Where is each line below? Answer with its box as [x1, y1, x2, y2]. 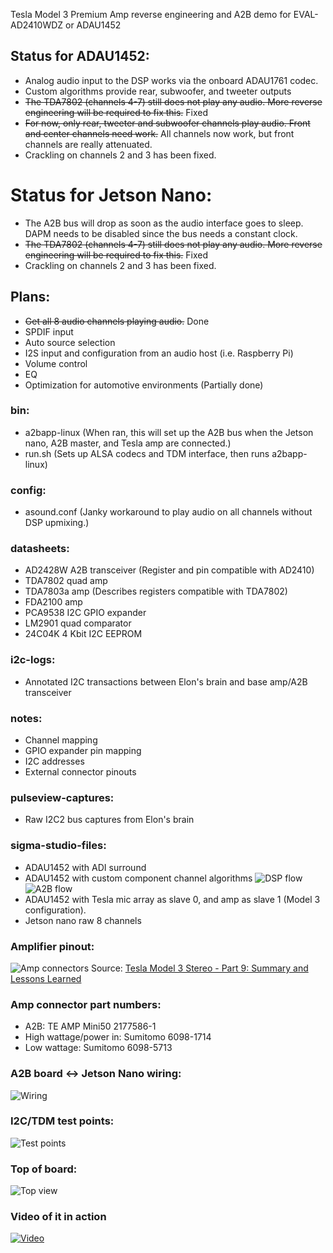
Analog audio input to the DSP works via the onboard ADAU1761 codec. [24, 74, 319, 86]
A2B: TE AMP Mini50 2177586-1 [24, 1020, 157, 1033]
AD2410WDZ [10, 19, 64, 31]
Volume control [24, 357, 88, 369]
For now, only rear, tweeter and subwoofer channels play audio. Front [24, 117, 311, 129]
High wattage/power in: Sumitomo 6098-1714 [24, 1031, 212, 1043]
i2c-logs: [10, 653, 56, 667]
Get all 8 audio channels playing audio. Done [24, 315, 210, 327]
